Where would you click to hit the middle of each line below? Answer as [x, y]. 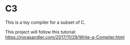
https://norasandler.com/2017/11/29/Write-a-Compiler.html [65, 37]
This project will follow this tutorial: [41, 32]
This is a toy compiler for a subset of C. [45, 22]
